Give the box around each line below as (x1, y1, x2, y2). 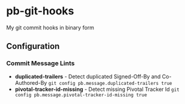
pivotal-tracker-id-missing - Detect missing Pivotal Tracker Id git (14, 85, 180, 93)
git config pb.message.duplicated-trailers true (48, 80, 172, 86)
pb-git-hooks (6, 4, 74, 18)
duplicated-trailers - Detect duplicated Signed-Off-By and (14, 73, 161, 80)
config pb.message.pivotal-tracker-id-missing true (14, 91, 147, 98)
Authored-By (14, 79, 47, 86)
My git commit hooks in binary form (6, 24, 94, 31)
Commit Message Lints (6, 59, 75, 68)
